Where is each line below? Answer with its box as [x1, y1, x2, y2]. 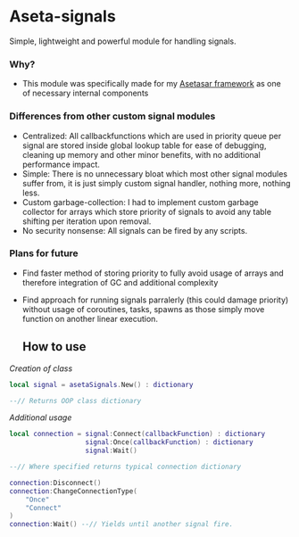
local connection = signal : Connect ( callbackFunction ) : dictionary [9, 430, 266, 439]
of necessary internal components [21, 87, 149, 99]
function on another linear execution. [21, 313, 159, 324]
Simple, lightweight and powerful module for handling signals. [9, 36, 237, 46]
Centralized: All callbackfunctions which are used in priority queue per [21, 130, 282, 141]
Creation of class [9, 363, 73, 374]
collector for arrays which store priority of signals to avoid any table [21, 206, 272, 217]
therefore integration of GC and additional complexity [21, 277, 219, 287]
